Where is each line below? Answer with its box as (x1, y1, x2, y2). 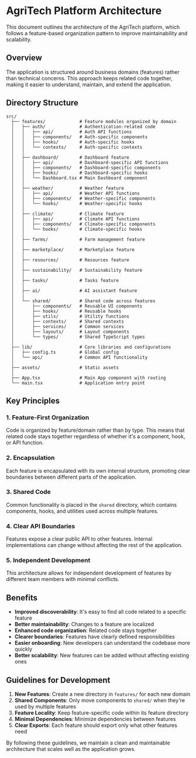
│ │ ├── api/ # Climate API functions (11, 216, 140, 222)
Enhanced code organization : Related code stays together (14, 627, 157, 634)
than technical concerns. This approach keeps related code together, (6, 74, 173, 81)
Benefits (6, 593, 38, 603)
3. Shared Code (6, 488, 51, 496)
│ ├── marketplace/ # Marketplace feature (11, 247, 135, 252)
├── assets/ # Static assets (11, 364, 119, 370)
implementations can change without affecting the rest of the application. (6, 542, 183, 549)
